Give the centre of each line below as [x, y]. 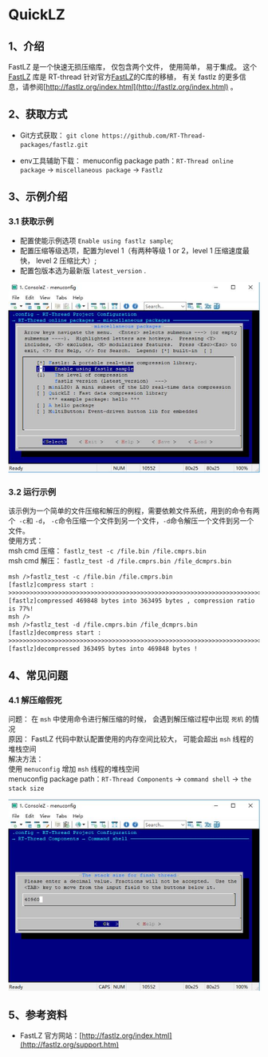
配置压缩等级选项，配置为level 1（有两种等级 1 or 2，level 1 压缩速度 [131, 250]
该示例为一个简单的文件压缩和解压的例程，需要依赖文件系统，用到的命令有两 [134, 511]
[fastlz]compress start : [51, 585]
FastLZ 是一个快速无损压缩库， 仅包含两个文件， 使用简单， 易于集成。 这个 [133, 67]
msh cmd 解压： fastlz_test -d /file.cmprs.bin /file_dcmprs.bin [120, 561]
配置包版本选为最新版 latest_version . [83, 270]
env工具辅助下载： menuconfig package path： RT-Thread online [126, 161]
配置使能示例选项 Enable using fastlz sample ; [97, 240]
